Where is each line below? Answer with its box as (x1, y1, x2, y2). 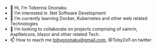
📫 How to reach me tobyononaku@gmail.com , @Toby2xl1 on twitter (10, 37, 152, 42)
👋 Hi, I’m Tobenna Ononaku (10, 5, 67, 10)
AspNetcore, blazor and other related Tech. (10, 31, 100, 37)
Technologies (10, 20, 39, 26)
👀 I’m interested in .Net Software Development (10, 10, 106, 16)
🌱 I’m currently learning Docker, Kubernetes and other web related (10, 15, 147, 21)
